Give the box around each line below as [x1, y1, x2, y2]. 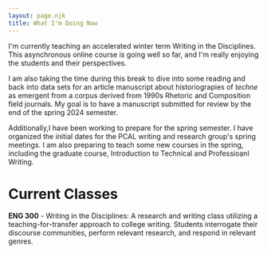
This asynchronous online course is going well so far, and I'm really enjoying [8, 50, 259, 59]
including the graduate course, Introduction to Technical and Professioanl [8, 149, 249, 158]
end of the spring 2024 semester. [8, 107, 119, 117]
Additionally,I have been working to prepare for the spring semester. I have [8, 123, 253, 133]
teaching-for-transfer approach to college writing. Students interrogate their [8, 220, 258, 229]
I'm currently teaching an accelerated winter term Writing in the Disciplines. [8, 41, 257, 50]
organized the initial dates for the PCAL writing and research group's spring [8, 131, 257, 141]
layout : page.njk [8, 11, 66, 20]
